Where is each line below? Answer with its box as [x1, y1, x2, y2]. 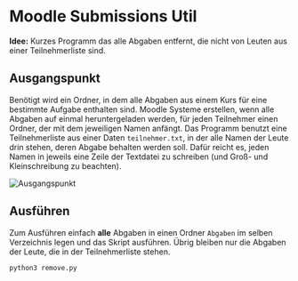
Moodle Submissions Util [9, 6, 197, 27]
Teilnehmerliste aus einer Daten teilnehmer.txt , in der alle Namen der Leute [9, 132, 289, 143]
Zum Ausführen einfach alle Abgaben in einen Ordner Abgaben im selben [9, 227, 273, 237]
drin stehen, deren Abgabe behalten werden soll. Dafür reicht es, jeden [9, 141, 270, 152]
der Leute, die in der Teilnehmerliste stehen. [9, 246, 171, 257]
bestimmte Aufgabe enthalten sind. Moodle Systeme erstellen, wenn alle [9, 104, 275, 115]
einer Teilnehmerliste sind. [9, 44, 107, 55]
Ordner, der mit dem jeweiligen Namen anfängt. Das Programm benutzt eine [9, 123, 287, 133]
